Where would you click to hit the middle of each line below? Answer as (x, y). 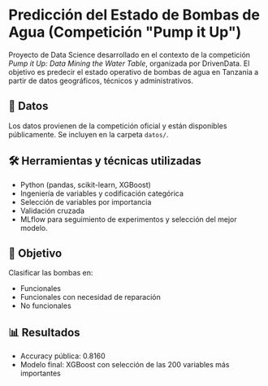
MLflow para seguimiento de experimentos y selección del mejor (128, 219)
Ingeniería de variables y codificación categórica (102, 193)
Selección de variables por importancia (86, 202)
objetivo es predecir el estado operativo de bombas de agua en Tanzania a (134, 72)
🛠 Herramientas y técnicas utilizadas (105, 161)
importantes (40, 373)
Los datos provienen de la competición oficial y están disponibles (118, 126)
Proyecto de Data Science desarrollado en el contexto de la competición (129, 54)
